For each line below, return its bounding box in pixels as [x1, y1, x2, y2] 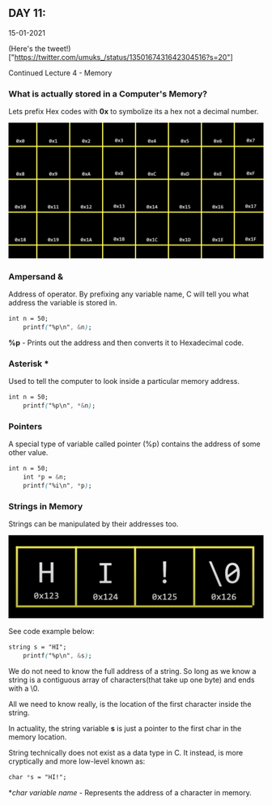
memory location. [8, 732, 67, 742]
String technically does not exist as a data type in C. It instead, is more [8, 747, 244, 757]
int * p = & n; [23, 473, 67, 481]
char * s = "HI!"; [8, 773, 67, 781]
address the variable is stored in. [8, 298, 117, 308]
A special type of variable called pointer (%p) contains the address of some [8, 439, 261, 449]
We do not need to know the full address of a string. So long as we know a [8, 666, 257, 675]
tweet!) [47, 44, 71, 53]
